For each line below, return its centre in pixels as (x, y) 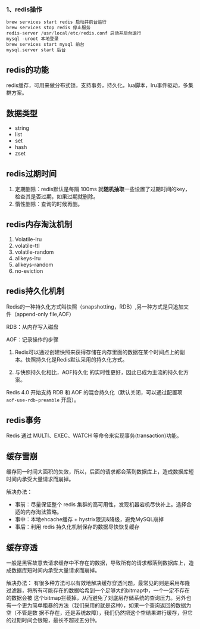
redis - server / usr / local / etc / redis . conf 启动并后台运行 (74, 33)
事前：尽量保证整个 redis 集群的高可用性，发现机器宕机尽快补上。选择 (101, 505)
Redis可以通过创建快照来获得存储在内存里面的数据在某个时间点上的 (97, 352)
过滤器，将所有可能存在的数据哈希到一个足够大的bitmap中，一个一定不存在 (98, 590)
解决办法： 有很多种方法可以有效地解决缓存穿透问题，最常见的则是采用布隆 (98, 583)
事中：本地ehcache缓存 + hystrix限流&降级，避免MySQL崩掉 (89, 519)
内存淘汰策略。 (44, 512)
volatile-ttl (27, 245)
